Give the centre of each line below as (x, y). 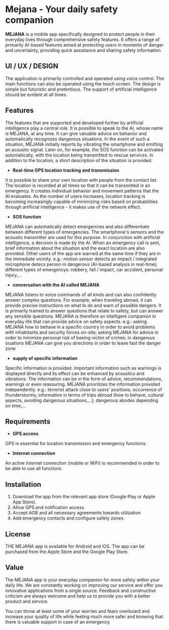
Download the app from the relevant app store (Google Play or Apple (84, 497)
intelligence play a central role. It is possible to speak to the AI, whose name (84, 128)
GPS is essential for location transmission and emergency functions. (76, 444)
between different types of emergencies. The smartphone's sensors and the (84, 232)
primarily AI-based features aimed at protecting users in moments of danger (84, 45)
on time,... (16, 406)
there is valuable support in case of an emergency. (58, 622)
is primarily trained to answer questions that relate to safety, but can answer (84, 310)
